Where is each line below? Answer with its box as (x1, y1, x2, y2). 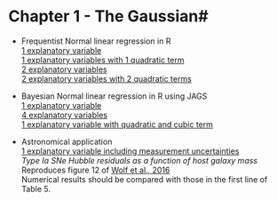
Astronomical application (20, 136, 113, 147)
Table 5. (20, 183, 51, 194)
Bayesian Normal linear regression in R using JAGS (20, 91, 208, 101)
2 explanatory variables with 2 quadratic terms (20, 73, 192, 84)
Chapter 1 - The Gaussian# (8, 6, 210, 27)
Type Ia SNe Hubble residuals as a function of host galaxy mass (20, 155, 258, 165)
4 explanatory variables (20, 109, 108, 120)
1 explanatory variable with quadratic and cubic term (20, 118, 214, 130)
